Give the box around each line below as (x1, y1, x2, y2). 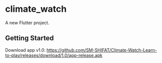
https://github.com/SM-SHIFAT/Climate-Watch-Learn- (46, 47, 158, 53)
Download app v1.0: (5, 47, 46, 53)
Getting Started (5, 34, 54, 42)
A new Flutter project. (5, 20, 50, 26)
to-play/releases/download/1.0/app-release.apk (5, 52, 103, 58)
